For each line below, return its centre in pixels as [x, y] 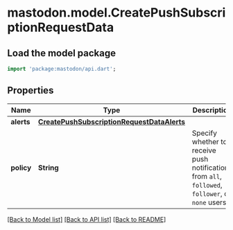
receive [204, 150]
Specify [204, 133]
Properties [31, 90]
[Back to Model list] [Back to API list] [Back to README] [87, 219]
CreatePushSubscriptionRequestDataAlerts [112, 121]
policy [21, 168]
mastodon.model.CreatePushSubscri [116, 13]
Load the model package [62, 53]
